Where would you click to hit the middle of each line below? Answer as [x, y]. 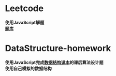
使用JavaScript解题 [25, 22]
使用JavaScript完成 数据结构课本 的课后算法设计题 [54, 62]
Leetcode [24, 8]
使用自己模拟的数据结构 [28, 68]
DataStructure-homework [58, 48]
